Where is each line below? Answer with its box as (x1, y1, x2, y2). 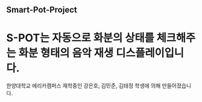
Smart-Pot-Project (6, 5, 77, 15)
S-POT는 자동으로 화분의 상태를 (6, 31, 155, 45)
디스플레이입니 (115, 46, 185, 60)
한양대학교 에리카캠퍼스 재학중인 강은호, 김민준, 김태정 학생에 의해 (6, 82, 161, 89)
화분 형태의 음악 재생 (18, 46, 114, 60)
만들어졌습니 (162, 82, 192, 89)
